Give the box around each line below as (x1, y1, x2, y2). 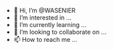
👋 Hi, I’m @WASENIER (13, 7, 76, 14)
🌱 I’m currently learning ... (13, 21, 87, 28)
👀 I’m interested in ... (13, 14, 72, 22)
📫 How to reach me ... (13, 36, 77, 43)
